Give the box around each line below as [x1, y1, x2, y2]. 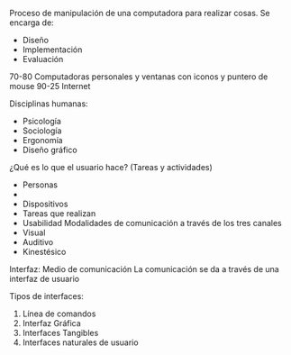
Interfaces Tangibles [22, 328, 99, 338]
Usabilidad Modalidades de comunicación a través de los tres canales [22, 218, 282, 228]
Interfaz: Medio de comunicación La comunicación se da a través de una [9, 264, 279, 274]
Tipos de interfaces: [9, 291, 84, 301]
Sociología [22, 125, 62, 136]
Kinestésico [22, 247, 67, 257]
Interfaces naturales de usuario [22, 337, 139, 348]
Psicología [22, 116, 61, 126]
